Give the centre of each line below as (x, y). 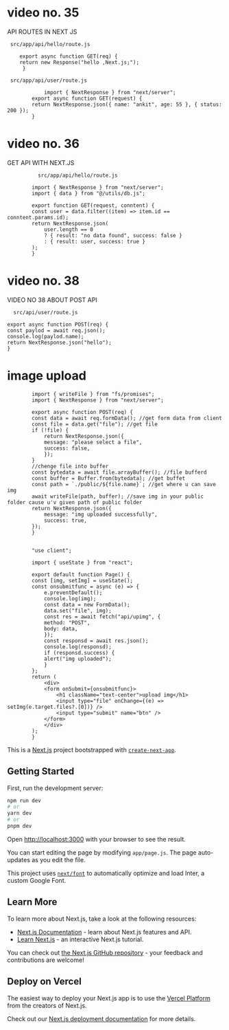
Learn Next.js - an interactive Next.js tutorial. (80, 939)
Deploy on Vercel (45, 982)
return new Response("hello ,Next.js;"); (79, 62)
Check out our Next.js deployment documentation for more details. (101, 1018)
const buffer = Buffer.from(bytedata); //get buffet (109, 478)
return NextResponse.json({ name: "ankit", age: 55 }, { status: (127, 105)
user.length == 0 (69, 229)
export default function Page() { (81, 574)
